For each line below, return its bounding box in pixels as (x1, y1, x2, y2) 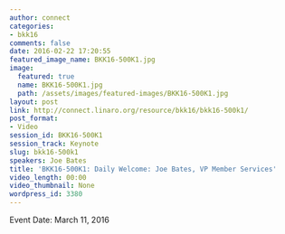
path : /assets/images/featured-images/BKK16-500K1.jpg (17, 89, 229, 98)
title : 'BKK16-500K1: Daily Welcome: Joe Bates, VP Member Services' (9, 164, 278, 173)
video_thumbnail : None (9, 182, 95, 191)
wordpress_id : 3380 (9, 190, 83, 199)
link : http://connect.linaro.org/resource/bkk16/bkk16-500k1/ (9, 106, 249, 115)
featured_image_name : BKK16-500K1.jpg (9, 55, 156, 64)
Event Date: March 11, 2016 (9, 214, 110, 225)
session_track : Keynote (9, 139, 100, 148)
